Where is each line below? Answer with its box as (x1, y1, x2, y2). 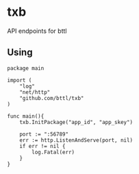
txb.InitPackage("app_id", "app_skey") (19, 119, 134, 125)
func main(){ (7, 112, 45, 120)
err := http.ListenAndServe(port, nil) (19, 136, 134, 144)
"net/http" (19, 88, 51, 96)
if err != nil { (19, 142, 66, 149)
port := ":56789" (19, 131, 69, 138)
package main (7, 64, 45, 72)
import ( (7, 77, 32, 84)
